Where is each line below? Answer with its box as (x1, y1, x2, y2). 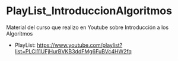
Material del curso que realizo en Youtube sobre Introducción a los (6, 24, 169, 31)
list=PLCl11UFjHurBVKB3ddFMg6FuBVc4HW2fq (14, 47, 132, 54)
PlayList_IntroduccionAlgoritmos (6, 4, 172, 18)
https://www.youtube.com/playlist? (36, 41, 123, 49)
